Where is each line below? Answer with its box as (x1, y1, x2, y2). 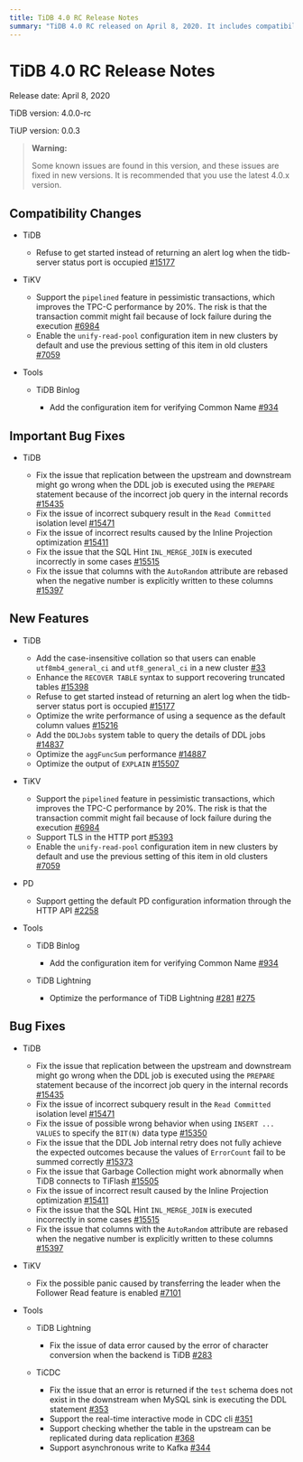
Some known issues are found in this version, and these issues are (31, 160, 280, 172)
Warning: (31, 143, 68, 154)
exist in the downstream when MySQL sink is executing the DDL (49, 1393, 287, 1405)
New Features (9, 611, 89, 626)
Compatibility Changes (9, 205, 142, 221)
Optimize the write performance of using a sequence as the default (35, 710, 286, 721)
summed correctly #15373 (35, 1156, 133, 1167)
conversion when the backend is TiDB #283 (49, 1349, 213, 1360)
